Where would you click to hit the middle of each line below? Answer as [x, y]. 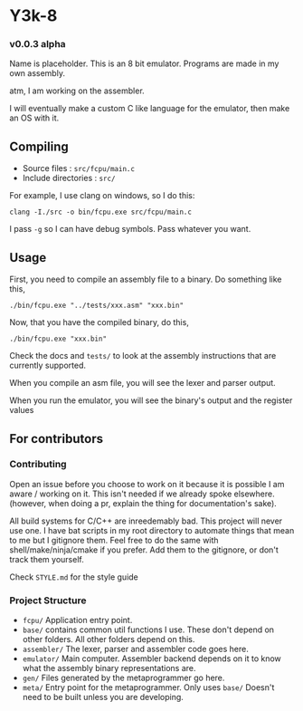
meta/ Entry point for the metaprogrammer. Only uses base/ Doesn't [148, 687]
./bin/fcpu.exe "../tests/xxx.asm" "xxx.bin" [96, 306]
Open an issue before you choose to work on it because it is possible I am [147, 484]
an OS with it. [34, 118]
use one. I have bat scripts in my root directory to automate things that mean [152, 530]
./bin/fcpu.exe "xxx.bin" [58, 339]
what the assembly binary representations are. [109, 668]
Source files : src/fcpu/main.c [79, 168]
